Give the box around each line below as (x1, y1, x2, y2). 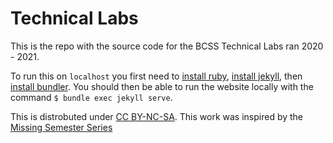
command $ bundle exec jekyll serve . (10, 91, 173, 103)
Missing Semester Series (10, 121, 113, 133)
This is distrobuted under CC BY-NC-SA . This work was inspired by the (10, 110, 304, 122)
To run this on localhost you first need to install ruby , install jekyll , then (10, 70, 303, 82)
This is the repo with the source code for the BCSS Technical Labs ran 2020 (10, 40, 324, 52)
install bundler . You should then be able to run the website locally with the (10, 80, 314, 92)
